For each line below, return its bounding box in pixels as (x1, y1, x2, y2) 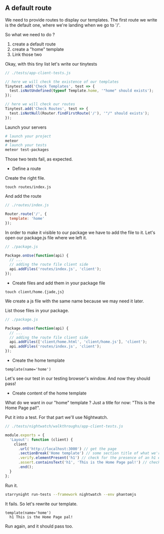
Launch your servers (5, 124, 47, 130)
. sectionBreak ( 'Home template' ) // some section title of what (18, 451, 150, 456)
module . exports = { (5, 433, 45, 438)
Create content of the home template (12, 390, 87, 396)
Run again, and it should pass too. (5, 523, 73, 529)
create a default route (12, 41, 56, 47)
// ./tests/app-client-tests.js (5, 70, 71, 75)
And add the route (5, 193, 41, 199)
